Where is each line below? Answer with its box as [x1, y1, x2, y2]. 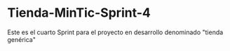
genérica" [7, 35, 36, 43]
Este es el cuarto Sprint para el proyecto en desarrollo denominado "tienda [7, 28, 224, 36]
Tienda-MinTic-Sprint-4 [7, 5, 151, 21]
